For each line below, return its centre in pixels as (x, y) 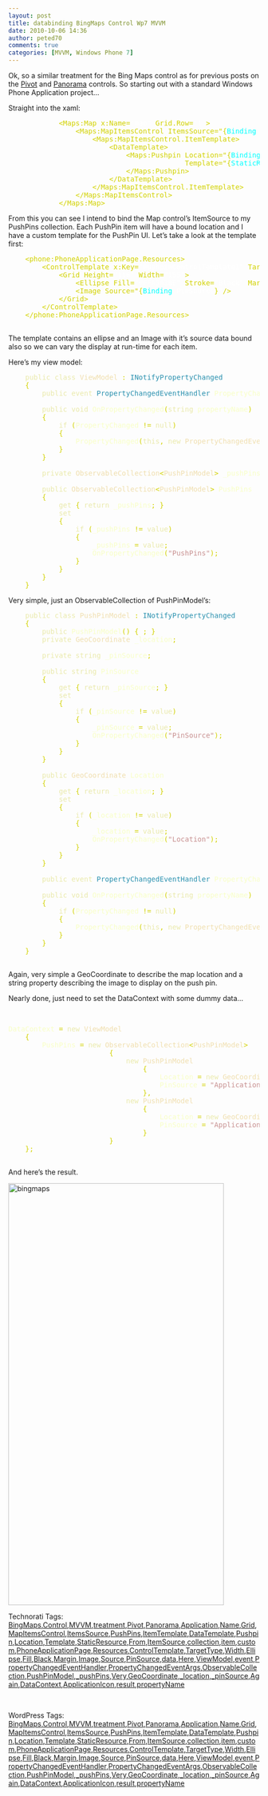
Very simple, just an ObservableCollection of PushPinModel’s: (110, 600)
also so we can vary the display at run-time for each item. (103, 347)
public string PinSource (91, 672)
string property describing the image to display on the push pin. (113, 983)
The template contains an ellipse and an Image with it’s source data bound (130, 338)
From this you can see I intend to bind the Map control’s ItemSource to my (130, 218)
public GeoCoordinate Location (103, 775)
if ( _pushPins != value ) (124, 529)
